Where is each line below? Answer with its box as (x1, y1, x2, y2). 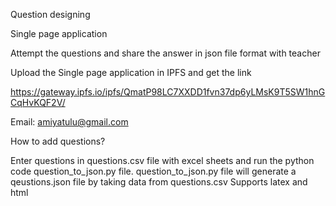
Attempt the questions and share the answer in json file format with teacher (10, 47, 321, 59)
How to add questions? (10, 135, 106, 147)
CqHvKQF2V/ (10, 97, 66, 108)
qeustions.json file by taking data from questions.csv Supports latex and (10, 176, 308, 188)
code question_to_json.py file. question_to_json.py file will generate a (10, 165, 297, 177)
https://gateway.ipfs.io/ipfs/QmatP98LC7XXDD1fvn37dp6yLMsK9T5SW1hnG (10, 86, 326, 98)
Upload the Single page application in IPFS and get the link (10, 67, 252, 78)
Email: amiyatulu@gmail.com (10, 116, 129, 128)
